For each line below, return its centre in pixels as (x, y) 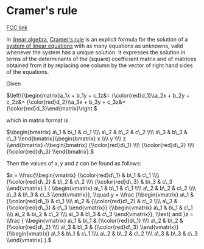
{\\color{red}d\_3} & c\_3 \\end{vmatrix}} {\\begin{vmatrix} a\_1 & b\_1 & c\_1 (100, 208)
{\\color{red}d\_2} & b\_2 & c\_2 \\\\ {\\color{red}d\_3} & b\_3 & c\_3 (90, 181)
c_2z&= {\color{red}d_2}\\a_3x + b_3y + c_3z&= (66, 102)
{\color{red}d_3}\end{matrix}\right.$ (52, 108)
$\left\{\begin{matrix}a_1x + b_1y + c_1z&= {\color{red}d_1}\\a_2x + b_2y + (98, 95)
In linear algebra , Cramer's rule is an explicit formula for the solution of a (97, 39)
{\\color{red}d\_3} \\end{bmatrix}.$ (50, 151)
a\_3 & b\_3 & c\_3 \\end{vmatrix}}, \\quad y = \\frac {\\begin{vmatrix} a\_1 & (100, 194)
